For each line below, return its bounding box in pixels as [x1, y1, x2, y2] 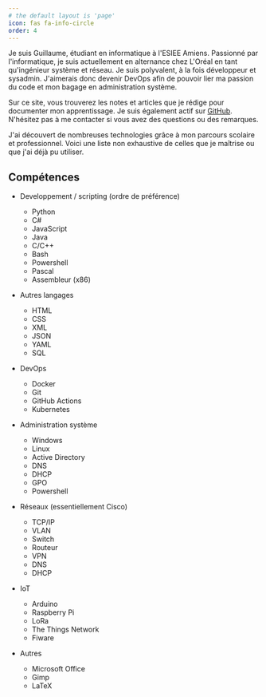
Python [31, 207, 56, 216]
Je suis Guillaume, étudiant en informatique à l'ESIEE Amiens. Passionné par [8, 49, 259, 58]
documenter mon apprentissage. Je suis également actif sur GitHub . [8, 106, 233, 116]
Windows [31, 436, 63, 446]
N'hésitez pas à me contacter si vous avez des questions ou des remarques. [8, 115, 259, 125]
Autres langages [19, 291, 74, 300]
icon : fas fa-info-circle [8, 19, 94, 27]
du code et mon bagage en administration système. [8, 82, 178, 92]
